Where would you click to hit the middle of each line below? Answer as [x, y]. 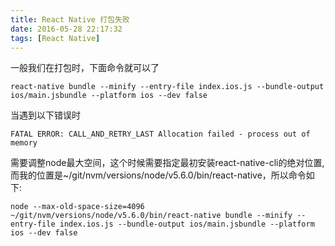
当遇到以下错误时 [45, 115]
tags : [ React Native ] [55, 38]
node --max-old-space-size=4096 [77, 207]
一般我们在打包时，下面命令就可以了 [85, 68]
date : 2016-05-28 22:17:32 [66, 29]
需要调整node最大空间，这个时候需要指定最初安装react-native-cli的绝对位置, [167, 163]
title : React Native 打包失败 [70, 19]
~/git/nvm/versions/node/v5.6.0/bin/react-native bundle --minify [151, 216]
